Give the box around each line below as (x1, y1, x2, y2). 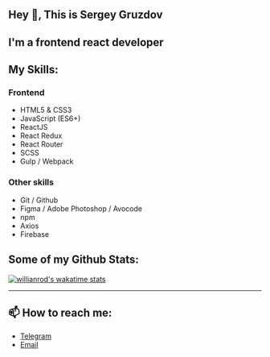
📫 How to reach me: (8, 305, 112, 319)
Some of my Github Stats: (8, 253, 139, 267)
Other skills (8, 176, 55, 188)
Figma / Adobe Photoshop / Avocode (19, 203, 143, 214)
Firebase (19, 229, 50, 239)
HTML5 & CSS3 (19, 106, 72, 115)
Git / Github (19, 195, 59, 205)
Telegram (19, 331, 52, 341)
